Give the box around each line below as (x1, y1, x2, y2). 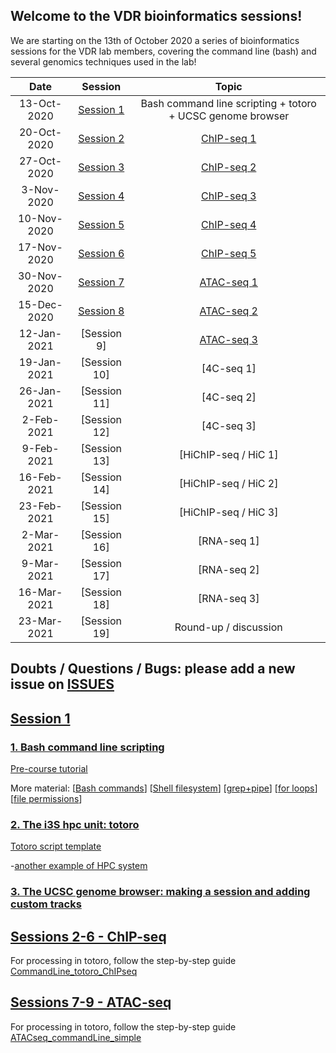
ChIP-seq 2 (201, 160, 257, 174)
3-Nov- (21, 182, 60, 196)
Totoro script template (10, 840, 102, 853)
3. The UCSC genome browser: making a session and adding (10, 885, 311, 899)
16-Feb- (18, 470, 63, 484)
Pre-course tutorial (10, 762, 88, 774)
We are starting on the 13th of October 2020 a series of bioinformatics (10, 34, 300, 46)
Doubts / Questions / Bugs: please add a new (10, 660, 296, 678)
